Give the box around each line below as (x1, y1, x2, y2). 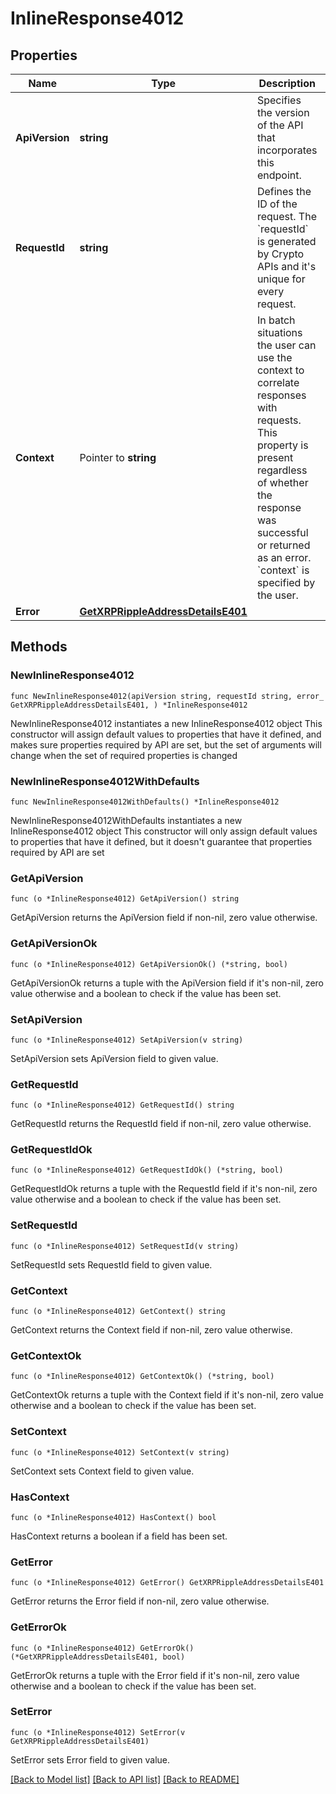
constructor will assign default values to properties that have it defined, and (10, 728, 322, 740)
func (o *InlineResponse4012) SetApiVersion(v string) (10, 1035, 244, 1045)
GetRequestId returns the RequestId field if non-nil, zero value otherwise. (10, 1118, 312, 1130)
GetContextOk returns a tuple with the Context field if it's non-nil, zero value (10, 1389, 324, 1401)
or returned (256, 538, 311, 552)
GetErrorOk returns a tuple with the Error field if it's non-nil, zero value (10, 1669, 300, 1681)
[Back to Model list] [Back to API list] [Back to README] (10, 1773, 240, 1785)
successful (256, 526, 309, 539)
